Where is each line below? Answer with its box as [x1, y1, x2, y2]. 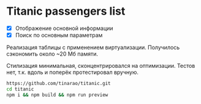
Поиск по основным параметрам [15, 32, 103, 39]
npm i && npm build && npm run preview [6, 92, 108, 98]
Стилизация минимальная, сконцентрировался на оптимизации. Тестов [6, 62, 195, 70]
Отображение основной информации [15, 24, 113, 32]
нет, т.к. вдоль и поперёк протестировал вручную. [6, 69, 139, 76]
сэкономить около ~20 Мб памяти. [6, 50, 98, 58]
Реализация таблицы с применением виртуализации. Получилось [6, 44, 180, 51]
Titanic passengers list [6, 4, 126, 18]
